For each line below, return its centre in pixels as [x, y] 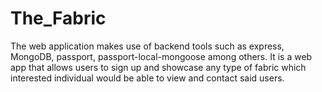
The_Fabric [58, 18]
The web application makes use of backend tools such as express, [147, 46]
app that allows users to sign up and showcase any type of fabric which [158, 67]
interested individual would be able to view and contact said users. [147, 78]
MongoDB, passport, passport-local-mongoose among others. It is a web [161, 56]
